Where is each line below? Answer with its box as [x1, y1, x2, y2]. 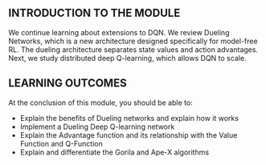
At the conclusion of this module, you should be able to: [8, 98, 193, 107]
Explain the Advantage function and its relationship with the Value [19, 130, 238, 139]
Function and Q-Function [19, 139, 103, 148]
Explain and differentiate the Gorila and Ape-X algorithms [19, 147, 210, 157]
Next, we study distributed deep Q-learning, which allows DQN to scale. [8, 53, 247, 62]
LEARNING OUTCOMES [8, 76, 127, 91]
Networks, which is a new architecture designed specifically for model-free [8, 36, 259, 46]
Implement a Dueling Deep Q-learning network [19, 122, 175, 131]
